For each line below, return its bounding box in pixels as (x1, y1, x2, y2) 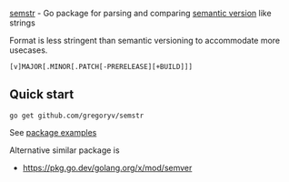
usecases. (9, 45, 48, 56)
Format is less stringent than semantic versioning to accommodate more (9, 35, 281, 45)
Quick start (9, 86, 75, 103)
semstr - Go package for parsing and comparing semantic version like (9, 8, 272, 18)
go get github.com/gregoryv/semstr (9, 111, 144, 120)
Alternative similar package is (9, 145, 120, 156)
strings (9, 17, 36, 28)
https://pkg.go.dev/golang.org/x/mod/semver (22, 162, 193, 173)
